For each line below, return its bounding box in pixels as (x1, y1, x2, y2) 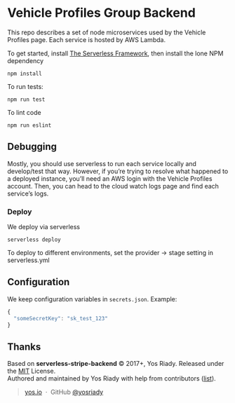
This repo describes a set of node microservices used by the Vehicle (7, 28, 206, 36)
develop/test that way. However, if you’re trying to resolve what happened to (7, 167, 229, 175)
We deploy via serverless (7, 223, 81, 231)
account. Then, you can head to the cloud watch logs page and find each (7, 182, 220, 190)
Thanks (7, 341, 41, 353)
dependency (7, 56, 44, 64)
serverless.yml (7, 256, 51, 264)
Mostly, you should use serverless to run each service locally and (7, 159, 196, 168)
